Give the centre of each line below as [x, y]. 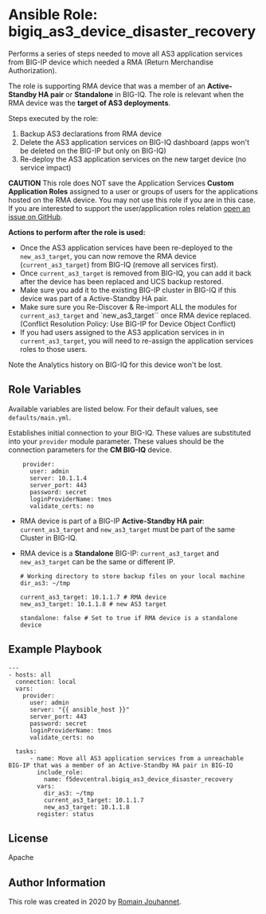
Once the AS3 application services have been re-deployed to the [126, 248]
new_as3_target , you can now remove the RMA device [108, 256]
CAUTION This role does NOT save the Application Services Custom [121, 183]
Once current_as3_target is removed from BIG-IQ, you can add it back [136, 273]
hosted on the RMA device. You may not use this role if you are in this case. [132, 200]
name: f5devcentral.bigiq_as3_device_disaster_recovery [138, 779]
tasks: [26, 751]
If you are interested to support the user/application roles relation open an [129, 208]
